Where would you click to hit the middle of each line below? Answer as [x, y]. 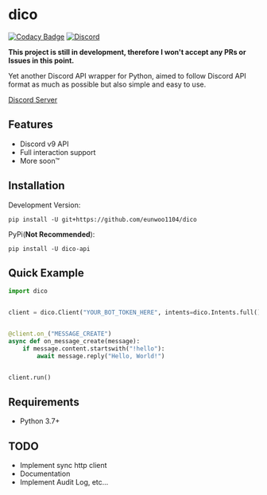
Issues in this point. [41, 60]
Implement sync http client [63, 466]
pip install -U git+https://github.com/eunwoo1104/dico [103, 219]
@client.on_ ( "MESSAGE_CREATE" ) [60, 334]
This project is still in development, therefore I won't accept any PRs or [127, 52]
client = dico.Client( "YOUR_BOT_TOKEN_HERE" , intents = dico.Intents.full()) [136, 313]
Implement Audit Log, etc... [64, 482]
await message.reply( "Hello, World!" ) [101, 356]
